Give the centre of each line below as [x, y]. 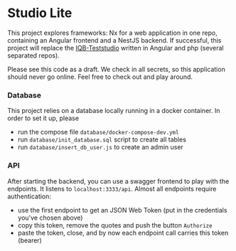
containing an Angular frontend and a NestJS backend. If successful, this [114, 40]
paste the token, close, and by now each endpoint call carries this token [123, 233]
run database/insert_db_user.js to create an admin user [100, 147]
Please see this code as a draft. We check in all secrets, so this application [116, 69]
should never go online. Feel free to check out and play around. [100, 77]
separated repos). [34, 55]
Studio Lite [40, 13]
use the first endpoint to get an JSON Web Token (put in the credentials [122, 210]
